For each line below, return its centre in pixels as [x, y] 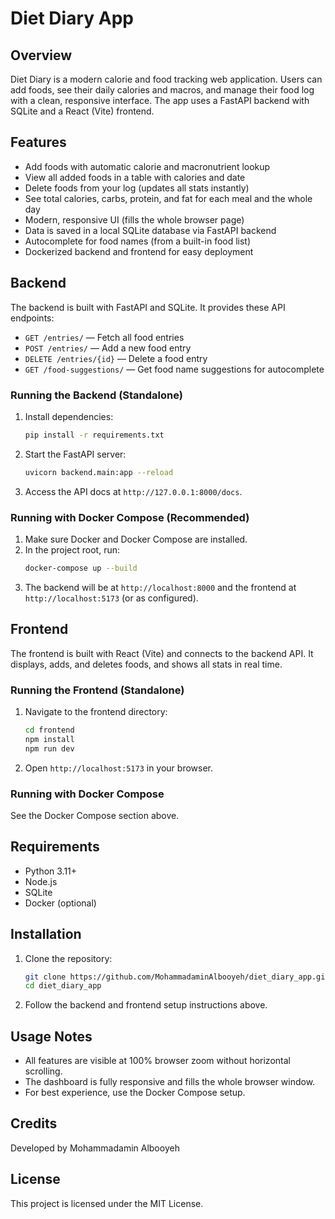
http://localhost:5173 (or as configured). [111, 598]
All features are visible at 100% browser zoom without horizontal [157, 1061]
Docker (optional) [60, 903]
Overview [41, 55]
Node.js [41, 881]
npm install [49, 739]
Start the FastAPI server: [75, 454]
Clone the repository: [68, 958]
